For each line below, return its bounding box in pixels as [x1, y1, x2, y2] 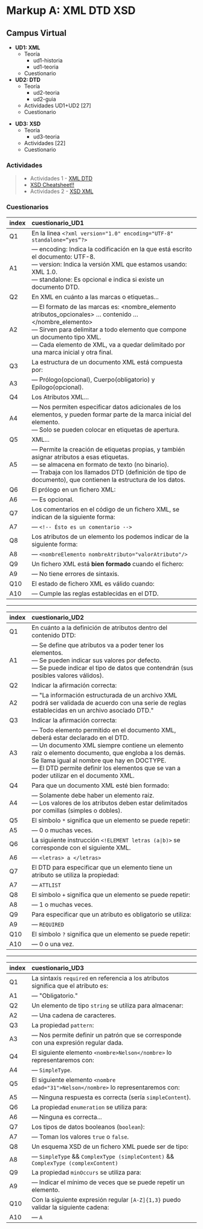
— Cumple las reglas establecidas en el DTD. [31, 589, 159, 598]
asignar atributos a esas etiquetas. [31, 453, 129, 461]
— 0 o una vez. [31, 940, 74, 948]
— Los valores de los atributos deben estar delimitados [31, 799, 188, 807]
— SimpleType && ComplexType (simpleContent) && [31, 1152, 175, 1160]
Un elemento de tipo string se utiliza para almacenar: [31, 1001, 184, 1009]
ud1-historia [33, 57, 63, 64]
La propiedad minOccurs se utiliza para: [31, 1168, 141, 1176]
